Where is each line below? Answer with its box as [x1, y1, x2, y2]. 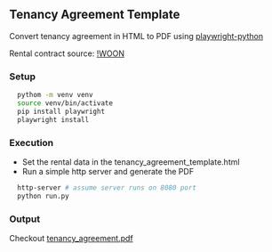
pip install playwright [17, 107, 105, 116]
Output [9, 213, 41, 225]
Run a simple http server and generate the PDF [21, 166, 194, 176]
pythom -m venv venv [17, 91, 93, 100]
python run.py [17, 191, 69, 200]
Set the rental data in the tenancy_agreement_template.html [21, 156, 240, 167]
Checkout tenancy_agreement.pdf [9, 232, 133, 243]
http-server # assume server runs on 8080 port [17, 183, 197, 192]
